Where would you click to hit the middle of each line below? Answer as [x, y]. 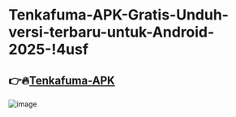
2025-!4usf [49, 50]
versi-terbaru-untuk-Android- [112, 32]
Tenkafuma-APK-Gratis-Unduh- [119, 15]
